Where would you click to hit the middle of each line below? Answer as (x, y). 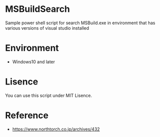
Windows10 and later (34, 62)
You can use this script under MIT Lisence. (49, 95)
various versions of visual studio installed (47, 28)
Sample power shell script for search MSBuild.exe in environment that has (80, 23)
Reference (27, 115)
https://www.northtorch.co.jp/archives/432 (56, 129)
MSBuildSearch (38, 9)
